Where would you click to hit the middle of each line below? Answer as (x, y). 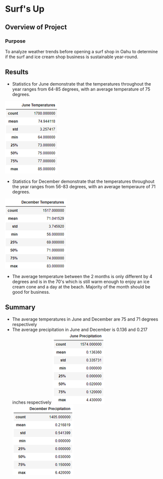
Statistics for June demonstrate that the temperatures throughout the (81, 84)
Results (17, 72)
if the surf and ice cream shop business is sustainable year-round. (71, 57)
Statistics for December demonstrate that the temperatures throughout (83, 181)
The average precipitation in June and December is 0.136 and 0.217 (80, 329)
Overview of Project (36, 27)
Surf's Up (25, 9)
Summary (20, 307)
